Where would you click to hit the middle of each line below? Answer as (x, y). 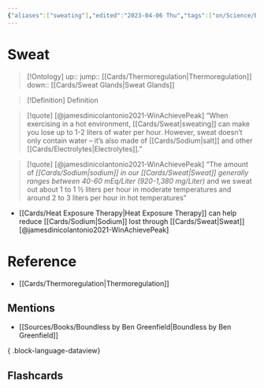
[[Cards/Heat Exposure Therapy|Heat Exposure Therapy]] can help (128, 213)
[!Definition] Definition (63, 100)
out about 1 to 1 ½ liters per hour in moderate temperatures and (129, 189)
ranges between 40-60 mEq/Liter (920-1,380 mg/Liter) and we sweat (139, 181)
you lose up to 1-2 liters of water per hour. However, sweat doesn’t (134, 132)
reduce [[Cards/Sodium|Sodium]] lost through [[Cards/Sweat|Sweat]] (132, 221)
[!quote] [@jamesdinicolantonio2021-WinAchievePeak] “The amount (138, 164)
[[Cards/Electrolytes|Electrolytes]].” (84, 149)
